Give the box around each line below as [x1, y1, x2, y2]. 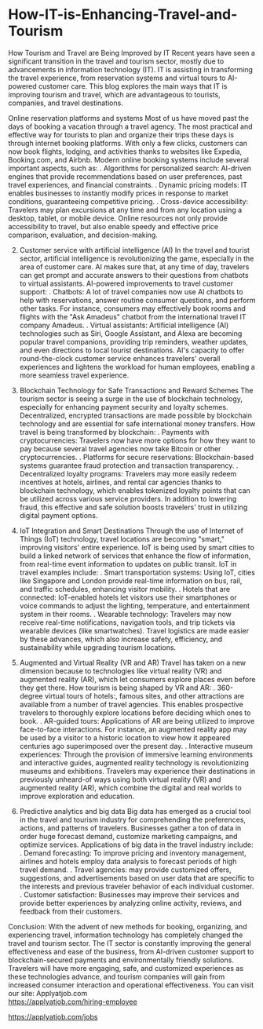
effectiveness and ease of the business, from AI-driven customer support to [8, 947, 254, 956]
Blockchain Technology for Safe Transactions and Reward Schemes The [19, 385, 254, 395]
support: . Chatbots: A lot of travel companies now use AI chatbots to [19, 286, 243, 296]
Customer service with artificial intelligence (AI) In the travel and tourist [19, 245, 250, 254]
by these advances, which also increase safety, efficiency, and [19, 634, 223, 644]
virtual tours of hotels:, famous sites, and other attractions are [44, 691, 245, 700]
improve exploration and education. [19, 791, 135, 801]
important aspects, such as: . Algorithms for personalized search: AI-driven [8, 163, 251, 173]
